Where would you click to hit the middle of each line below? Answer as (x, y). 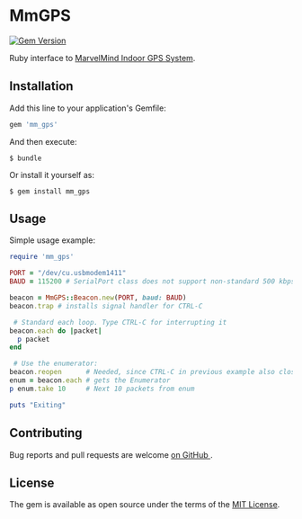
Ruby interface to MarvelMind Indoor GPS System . (102, 58)
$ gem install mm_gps (50, 191)
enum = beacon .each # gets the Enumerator (90, 380)
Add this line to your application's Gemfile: (88, 108)
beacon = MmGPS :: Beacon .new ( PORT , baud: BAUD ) (98, 298)
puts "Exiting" (38, 405)
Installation (41, 86)
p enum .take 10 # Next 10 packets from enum (102, 389)
